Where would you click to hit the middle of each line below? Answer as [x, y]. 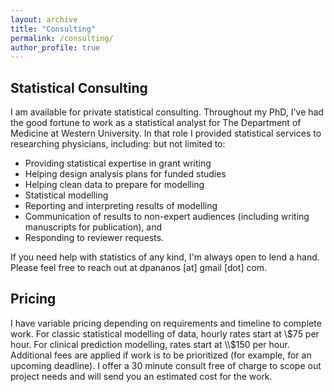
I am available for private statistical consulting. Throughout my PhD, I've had [167, 112]
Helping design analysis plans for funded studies [125, 174]
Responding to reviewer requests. [94, 238]
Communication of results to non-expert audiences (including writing [167, 217]
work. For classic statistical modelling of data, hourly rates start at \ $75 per [165, 333]
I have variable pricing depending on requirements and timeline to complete [166, 323]
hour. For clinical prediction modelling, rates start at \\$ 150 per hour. [150, 344]
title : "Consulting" [53, 29]
